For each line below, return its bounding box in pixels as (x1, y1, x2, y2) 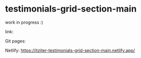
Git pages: (5, 38, 26, 44)
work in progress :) (5, 19, 43, 25)
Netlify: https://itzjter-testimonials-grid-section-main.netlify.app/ (5, 47, 135, 53)
